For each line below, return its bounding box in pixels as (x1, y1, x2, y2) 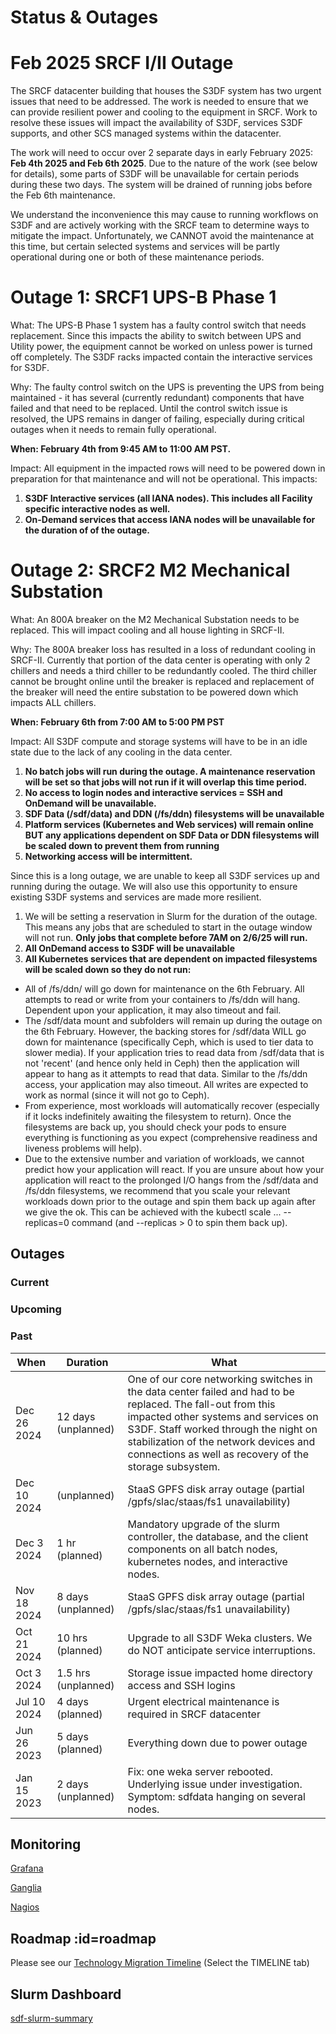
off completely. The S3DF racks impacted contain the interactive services (10, 351, 313, 363)
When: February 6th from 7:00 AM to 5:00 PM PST (10, 716, 225, 728)
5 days (56, 1729, 89, 1743)
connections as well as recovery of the (127, 1447, 310, 1461)
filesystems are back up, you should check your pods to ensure (24, 1121, 287, 1133)
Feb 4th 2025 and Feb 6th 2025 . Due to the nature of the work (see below (10, 157, 318, 170)
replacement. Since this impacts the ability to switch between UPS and (10, 330, 302, 342)
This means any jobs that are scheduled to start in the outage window (24, 921, 313, 933)
